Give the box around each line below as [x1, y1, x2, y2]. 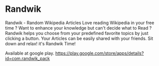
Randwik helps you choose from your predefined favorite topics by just [5, 30, 149, 36]
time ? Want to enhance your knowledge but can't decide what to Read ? [5, 25, 152, 31]
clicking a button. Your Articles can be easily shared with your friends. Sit [5, 35, 154, 41]
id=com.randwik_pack [5, 55, 50, 61]
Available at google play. [5, 50, 54, 56]
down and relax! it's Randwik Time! [5, 40, 76, 46]
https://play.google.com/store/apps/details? [55, 50, 144, 56]
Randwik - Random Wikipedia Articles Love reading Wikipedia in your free [5, 20, 155, 26]
